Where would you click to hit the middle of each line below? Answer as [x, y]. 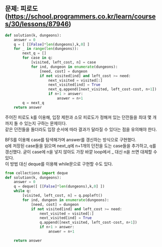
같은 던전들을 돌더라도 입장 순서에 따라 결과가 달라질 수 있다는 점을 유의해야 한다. [81, 129]
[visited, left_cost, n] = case [63, 62]
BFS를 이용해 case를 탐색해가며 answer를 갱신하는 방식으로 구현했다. [71, 139]
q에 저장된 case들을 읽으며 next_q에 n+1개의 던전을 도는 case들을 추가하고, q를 [81, 146]
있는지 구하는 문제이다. [45, 123]
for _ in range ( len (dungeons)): [46, 49]
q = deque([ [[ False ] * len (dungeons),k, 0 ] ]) [59, 186]
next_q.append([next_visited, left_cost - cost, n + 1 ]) [103, 89]
